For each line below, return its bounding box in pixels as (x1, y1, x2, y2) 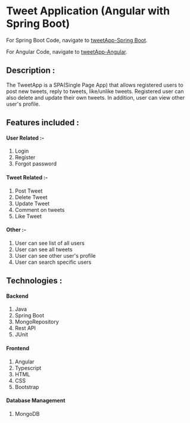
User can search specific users (14, 258, 92, 265)
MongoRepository (14, 318, 59, 326)
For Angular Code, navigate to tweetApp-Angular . (6, 48, 128, 55)
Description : (6, 66, 55, 76)
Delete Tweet (14, 193, 48, 200)
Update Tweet (14, 200, 50, 207)
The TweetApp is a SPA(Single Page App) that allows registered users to (6, 81, 183, 88)
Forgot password (14, 160, 57, 168)
